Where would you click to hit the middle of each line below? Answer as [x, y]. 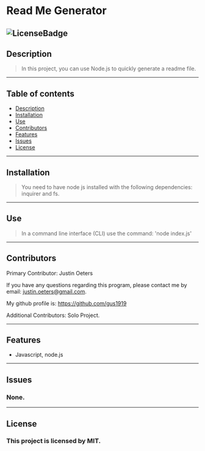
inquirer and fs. [40, 194]
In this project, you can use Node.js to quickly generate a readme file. [109, 69]
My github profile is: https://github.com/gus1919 [67, 303]
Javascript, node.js [39, 355]
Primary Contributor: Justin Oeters [50, 273]
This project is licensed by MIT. [54, 441]
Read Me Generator [56, 11]
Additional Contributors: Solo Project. [53, 315]
